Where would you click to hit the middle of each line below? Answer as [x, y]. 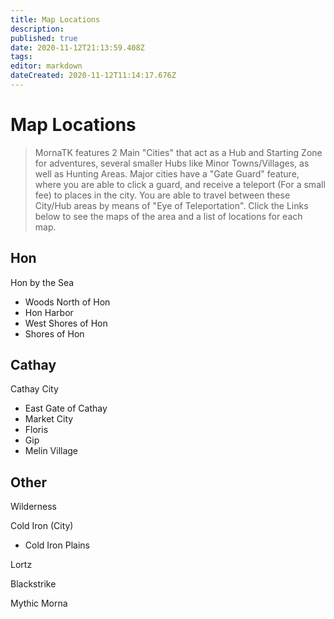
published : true [44, 38]
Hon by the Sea [42, 282]
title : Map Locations [55, 19]
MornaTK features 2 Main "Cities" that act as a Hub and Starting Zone [178, 152]
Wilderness [34, 507]
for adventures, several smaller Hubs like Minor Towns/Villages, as [172, 163]
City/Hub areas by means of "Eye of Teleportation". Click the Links [171, 205]
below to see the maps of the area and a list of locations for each [168, 216]
